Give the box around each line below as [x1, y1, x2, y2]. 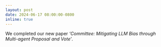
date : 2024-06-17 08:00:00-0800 [5, 12, 74, 17]
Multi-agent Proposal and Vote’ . [5, 36, 73, 42]
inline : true [5, 17, 33, 22]
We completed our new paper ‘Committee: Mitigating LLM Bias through [5, 31, 156, 37]
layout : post [5, 7, 33, 13]
